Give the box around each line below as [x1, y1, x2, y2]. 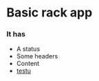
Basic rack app [6, 5, 93, 21]
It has [6, 30, 25, 39]
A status [16, 45, 41, 53]
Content [16, 60, 40, 68]
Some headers [16, 52, 58, 60]
